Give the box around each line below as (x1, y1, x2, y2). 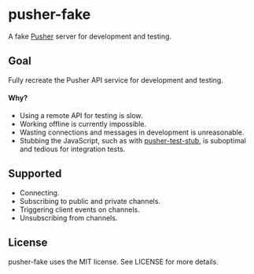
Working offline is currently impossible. (19, 119, 147, 128)
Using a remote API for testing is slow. (19, 110, 143, 120)
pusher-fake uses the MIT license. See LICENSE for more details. (8, 257, 219, 266)
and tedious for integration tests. (19, 144, 126, 154)
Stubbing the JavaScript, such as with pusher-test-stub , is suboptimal (19, 135, 246, 145)
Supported (8, 167, 62, 180)
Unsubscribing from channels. (19, 213, 118, 222)
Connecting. (19, 187, 60, 198)
